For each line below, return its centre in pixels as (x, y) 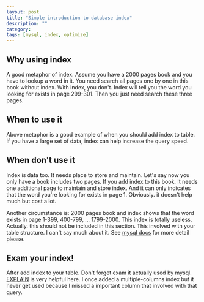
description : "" (27, 23)
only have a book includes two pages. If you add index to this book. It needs (102, 181)
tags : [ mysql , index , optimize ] (47, 35)
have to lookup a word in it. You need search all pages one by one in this (97, 81)
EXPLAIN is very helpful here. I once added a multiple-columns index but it (100, 279)
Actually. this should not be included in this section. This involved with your (101, 226)
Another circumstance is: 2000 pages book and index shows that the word (100, 213)
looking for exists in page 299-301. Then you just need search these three (99, 94)
